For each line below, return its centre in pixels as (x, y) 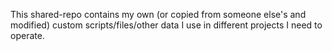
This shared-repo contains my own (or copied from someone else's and (158, 14)
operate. (27, 35)
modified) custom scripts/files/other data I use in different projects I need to (166, 25)
